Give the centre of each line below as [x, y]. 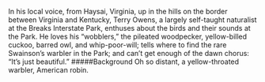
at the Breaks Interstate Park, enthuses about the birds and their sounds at [129, 28]
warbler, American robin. [49, 70]
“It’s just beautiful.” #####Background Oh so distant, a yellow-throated [124, 61]
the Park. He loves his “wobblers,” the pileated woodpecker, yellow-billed [128, 36]
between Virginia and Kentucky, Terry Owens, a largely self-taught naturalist [132, 20]
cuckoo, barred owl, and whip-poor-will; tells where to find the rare [117, 45]
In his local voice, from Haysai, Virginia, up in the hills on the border [118, 11]
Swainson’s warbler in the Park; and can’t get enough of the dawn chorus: [129, 53]
